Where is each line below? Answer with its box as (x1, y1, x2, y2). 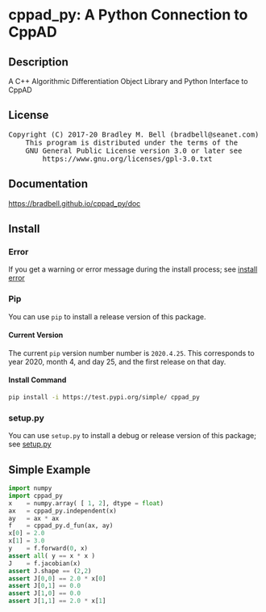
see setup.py (8, 439, 52, 450)
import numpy (8, 484, 52, 492)
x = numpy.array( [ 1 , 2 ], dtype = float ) (8, 499, 164, 507)
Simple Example (8, 462, 91, 476)
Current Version (8, 330, 64, 340)
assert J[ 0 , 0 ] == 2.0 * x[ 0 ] (8, 574, 106, 583)
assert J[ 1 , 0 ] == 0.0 (8, 589, 81, 597)
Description (8, 55, 69, 69)
